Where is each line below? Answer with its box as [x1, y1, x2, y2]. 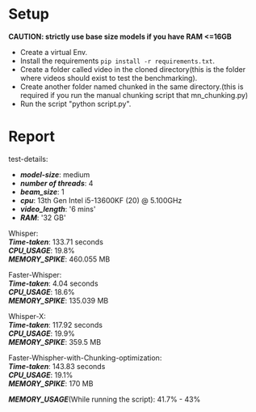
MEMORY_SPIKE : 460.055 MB [8, 254, 111, 264]
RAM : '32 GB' [19, 212, 66, 223]
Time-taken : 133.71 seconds [8, 236, 103, 247]
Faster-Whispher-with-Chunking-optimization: [8, 353, 162, 363]
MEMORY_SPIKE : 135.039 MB [8, 295, 109, 305]
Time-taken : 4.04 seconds [8, 278, 99, 288]
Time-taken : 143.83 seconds [8, 361, 106, 371]
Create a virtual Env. [19, 47, 88, 57]
